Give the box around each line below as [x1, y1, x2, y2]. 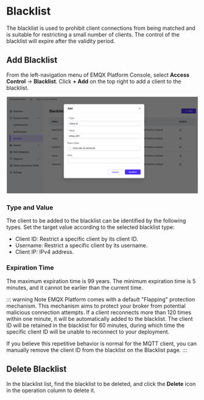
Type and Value [6, 203, 54, 212]
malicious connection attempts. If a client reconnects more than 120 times [6, 309, 192, 316]
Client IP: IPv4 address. [15, 248, 74, 256]
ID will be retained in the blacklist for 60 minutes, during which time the [6, 321, 185, 329]
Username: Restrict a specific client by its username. [15, 242, 148, 249]
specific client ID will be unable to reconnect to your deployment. [6, 328, 170, 335]
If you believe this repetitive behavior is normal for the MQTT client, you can [6, 340, 197, 347]
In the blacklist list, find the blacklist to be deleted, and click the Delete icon [6, 380, 196, 387]
